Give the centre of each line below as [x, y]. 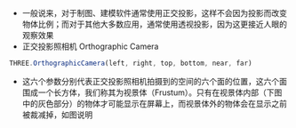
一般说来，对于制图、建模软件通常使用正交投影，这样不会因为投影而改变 [154, 13]
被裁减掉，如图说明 [57, 115]
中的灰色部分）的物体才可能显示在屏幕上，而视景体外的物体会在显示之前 [154, 103]
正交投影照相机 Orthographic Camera [90, 46]
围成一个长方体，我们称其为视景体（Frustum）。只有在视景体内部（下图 [152, 92]
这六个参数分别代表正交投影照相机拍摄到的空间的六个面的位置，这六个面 [154, 81]
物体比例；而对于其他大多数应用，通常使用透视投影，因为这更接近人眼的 [154, 24]
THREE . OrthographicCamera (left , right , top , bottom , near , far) [131, 63]
